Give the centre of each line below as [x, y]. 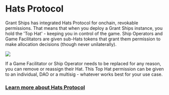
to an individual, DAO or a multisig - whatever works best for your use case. [84, 74]
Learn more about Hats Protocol [45, 87]
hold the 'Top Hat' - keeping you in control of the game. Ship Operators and [84, 33]
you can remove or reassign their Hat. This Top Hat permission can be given [85, 69]
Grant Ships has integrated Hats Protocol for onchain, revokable [72, 23]
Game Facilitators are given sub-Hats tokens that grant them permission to [83, 39]
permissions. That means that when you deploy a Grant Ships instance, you [84, 28]
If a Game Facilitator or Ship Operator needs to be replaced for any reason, [83, 63]
